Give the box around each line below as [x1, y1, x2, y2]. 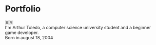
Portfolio [5, 3, 41, 14]
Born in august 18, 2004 [5, 34, 54, 40]
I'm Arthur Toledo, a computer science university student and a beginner [5, 24, 151, 30]
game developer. [5, 30, 39, 35]
